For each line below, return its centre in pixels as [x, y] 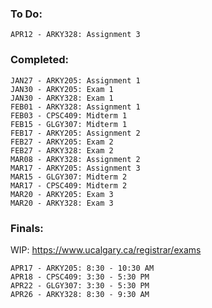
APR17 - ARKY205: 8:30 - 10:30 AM [82, 268]
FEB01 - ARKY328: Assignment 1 [75, 107]
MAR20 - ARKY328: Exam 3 [62, 203]
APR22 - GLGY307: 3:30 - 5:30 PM [80, 285]
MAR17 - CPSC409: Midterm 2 [69, 185]
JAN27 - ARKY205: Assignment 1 [75, 80]
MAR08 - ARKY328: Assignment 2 [75, 159]
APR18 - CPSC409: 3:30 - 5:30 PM [80, 277]
